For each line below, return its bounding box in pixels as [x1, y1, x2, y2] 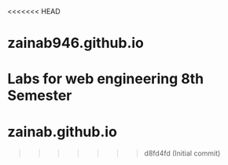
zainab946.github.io [7, 35, 145, 52]
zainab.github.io [7, 123, 117, 141]
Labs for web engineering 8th [7, 70, 204, 88]
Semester [7, 86, 72, 104]
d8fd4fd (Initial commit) [144, 148, 221, 158]
